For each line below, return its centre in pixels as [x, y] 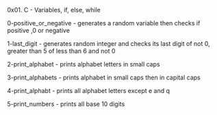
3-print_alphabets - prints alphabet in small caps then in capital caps [104, 77]
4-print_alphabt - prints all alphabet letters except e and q [88, 91]
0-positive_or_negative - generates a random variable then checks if [104, 23]
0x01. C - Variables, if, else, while [54, 10]
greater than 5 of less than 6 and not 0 [61, 51]
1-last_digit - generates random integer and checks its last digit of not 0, [108, 43]
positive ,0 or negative [39, 30]
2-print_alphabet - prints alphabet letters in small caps [84, 64]
